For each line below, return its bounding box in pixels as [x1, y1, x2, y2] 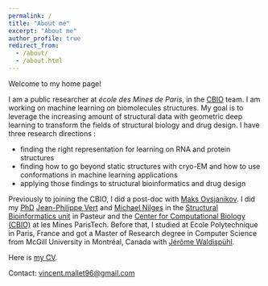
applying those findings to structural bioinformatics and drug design [19, 178, 246, 188]
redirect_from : [8, 42, 60, 50]
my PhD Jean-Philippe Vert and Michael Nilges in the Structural [8, 202, 219, 212]
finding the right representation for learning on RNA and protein [19, 144, 231, 154]
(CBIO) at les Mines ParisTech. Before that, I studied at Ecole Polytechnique [8, 219, 258, 230]
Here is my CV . [8, 252, 58, 262]
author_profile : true [8, 34, 81, 43]
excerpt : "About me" [8, 27, 78, 35]
